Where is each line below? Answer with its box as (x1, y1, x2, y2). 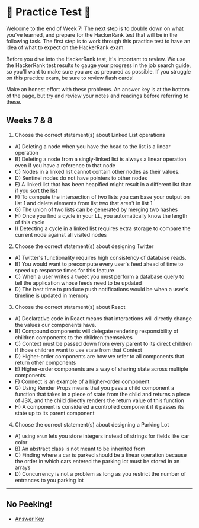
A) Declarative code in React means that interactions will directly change (14, 314, 192, 322)
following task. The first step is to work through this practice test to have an (6, 37, 191, 44)
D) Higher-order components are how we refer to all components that (14, 352, 185, 360)
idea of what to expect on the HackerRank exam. (6, 44, 126, 51)
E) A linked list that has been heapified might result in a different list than (14, 180, 192, 187)
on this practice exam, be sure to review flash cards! (6, 74, 134, 81)
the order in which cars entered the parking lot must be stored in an (14, 457, 180, 465)
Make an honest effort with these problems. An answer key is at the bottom (6, 85, 190, 93)
